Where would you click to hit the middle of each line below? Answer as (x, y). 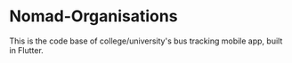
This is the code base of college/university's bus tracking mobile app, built (146, 41)
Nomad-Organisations (93, 16)
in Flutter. (27, 50)
